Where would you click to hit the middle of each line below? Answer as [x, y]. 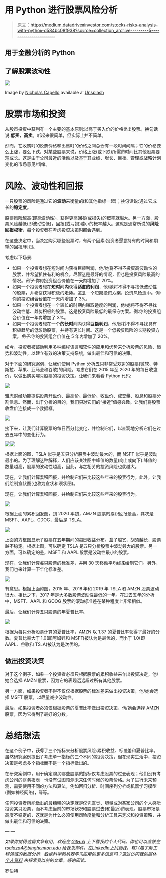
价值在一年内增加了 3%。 [42, 318]
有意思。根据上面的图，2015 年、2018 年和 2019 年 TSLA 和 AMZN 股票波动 [82, 589]
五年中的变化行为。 [29, 435]
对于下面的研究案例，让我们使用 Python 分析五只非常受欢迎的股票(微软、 [79, 364]
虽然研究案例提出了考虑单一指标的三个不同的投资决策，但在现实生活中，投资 [83, 757]
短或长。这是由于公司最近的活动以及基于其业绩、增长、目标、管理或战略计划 [83, 158]
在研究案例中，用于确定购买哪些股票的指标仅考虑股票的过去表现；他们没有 [81, 773]
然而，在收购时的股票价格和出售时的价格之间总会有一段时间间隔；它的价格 [81, 146]
